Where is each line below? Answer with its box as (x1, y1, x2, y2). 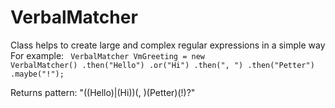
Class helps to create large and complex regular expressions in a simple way (10, 39, 326, 51)
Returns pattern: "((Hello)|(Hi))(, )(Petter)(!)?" (10, 86, 196, 98)
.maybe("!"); (10, 69, 65, 79)
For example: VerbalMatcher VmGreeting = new (10, 49, 205, 61)
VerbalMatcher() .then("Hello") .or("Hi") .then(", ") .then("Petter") (10, 60, 315, 70)
